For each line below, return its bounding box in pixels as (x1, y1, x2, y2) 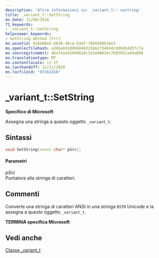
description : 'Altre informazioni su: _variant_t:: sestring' (5, 7, 141, 13)
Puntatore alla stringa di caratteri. (5, 175, 76, 181)
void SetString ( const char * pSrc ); (5, 147, 82, 152)
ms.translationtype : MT (5, 55, 56, 61)
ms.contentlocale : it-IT (5, 60, 58, 65)
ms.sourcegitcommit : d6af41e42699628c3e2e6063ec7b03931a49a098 (5, 50, 144, 55)
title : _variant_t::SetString (5, 12, 70, 17)
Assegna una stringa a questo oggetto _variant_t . (5, 118, 112, 125)
